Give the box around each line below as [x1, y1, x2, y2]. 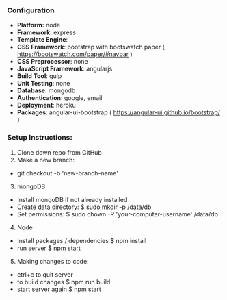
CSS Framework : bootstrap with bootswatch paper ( [16, 43, 165, 51]
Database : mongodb [16, 86, 76, 95]
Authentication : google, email [16, 94, 103, 102]
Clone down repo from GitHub [16, 148, 103, 156]
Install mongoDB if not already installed [16, 195, 128, 203]
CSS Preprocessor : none [16, 58, 88, 66]
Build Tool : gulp [16, 72, 62, 80]
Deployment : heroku [16, 101, 77, 110]
